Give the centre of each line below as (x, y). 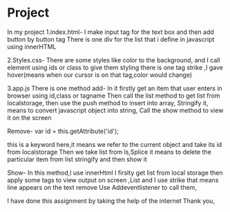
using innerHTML (32, 46)
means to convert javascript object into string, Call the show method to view (115, 110)
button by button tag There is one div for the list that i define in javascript (111, 39)
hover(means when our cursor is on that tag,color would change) (100, 75)
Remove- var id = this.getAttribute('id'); (63, 131)
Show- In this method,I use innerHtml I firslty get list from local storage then (115, 173)
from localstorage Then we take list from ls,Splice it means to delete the (109, 152)
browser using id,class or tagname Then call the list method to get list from (114, 96)
